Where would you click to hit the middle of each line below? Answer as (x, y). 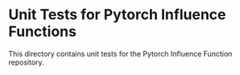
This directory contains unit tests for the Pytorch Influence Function (120, 53)
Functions (42, 32)
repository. (26, 62)
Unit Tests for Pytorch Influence (117, 15)
